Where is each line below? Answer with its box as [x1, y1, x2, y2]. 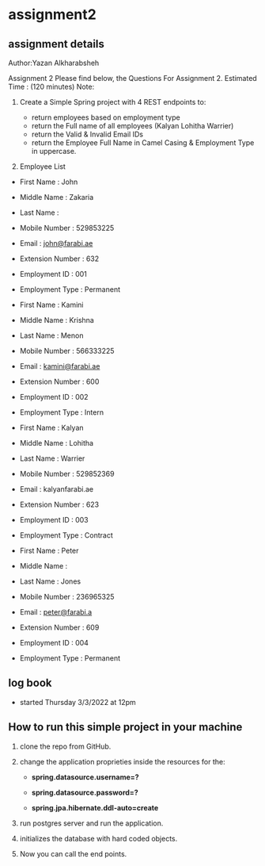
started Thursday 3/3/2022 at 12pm [19, 697, 136, 707]
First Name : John [19, 177, 78, 186]
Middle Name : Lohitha [19, 439, 93, 447]
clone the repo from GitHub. [19, 741, 112, 751]
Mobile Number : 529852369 [19, 469, 115, 478]
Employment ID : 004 [19, 638, 89, 647]
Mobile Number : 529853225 [19, 224, 115, 232]
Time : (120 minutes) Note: [8, 82, 95, 91]
